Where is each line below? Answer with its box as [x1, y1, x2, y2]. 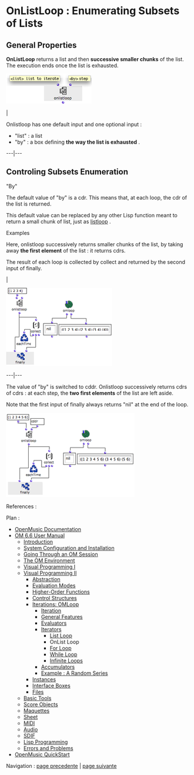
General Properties [6, 40, 77, 50]
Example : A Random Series [41, 670, 108, 677]
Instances [32, 675, 56, 683]
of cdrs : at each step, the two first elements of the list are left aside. [6, 389, 173, 396]
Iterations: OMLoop [32, 601, 79, 608]
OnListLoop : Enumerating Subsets [6, 4, 180, 18]
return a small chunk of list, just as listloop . [6, 218, 111, 225]
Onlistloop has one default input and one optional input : [6, 121, 142, 128]
